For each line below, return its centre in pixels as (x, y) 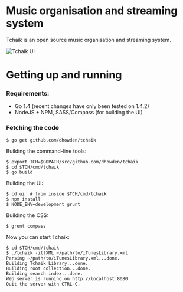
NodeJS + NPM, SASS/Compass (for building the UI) (79, 113)
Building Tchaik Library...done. (47, 263)
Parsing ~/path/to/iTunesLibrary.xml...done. (63, 258)
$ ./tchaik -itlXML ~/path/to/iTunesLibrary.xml (67, 253)
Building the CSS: (27, 215)
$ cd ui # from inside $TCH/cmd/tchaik (57, 194)
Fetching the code (32, 128)
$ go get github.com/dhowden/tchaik (51, 140)
